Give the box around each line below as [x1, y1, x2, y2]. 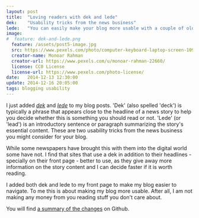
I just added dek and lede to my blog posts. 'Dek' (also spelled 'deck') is [6, 102, 182, 109]
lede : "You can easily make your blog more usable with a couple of [6, 25, 184, 31]
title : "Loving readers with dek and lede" [6, 14, 118, 20]
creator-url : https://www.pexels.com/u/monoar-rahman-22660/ [11, 58, 166, 64]
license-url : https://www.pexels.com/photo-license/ [11, 69, 145, 75]
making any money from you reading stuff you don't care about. [6, 193, 162, 201]
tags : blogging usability [6, 86, 70, 92]
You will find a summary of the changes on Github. [6, 205, 130, 212]
